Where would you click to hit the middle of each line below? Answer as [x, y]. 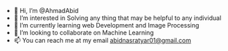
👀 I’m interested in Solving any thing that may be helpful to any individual [117, 18]
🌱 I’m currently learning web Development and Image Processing [106, 25]
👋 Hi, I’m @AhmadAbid [46, 11]
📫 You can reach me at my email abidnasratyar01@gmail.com [103, 40]
